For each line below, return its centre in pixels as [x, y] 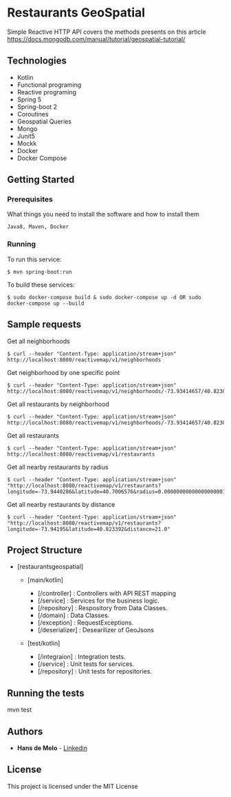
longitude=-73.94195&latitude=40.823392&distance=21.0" [89, 529]
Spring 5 [29, 99]
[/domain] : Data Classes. [74, 616]
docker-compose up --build [46, 303]
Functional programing [49, 85]
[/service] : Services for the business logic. [99, 601]
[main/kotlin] [45, 580]
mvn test [20, 710]
